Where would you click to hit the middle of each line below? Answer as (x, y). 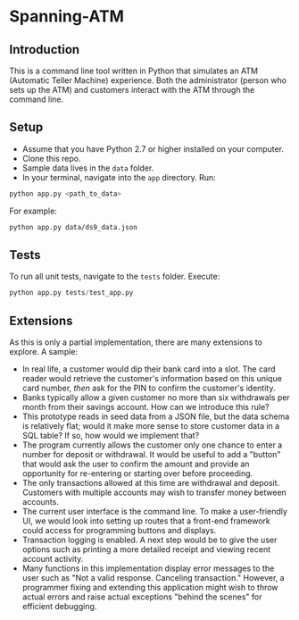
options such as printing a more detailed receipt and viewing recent (146, 549)
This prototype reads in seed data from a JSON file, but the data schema (156, 416)
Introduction (45, 50)
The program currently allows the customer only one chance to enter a (152, 445)
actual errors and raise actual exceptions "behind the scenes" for (142, 597)
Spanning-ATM (67, 17)
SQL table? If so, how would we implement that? (111, 436)
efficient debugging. (59, 607)
